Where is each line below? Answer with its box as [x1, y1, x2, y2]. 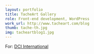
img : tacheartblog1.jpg [5, 30, 54, 35]
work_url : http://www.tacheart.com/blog [5, 21, 90, 26]
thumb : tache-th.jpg [5, 26, 48, 30]
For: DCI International [5, 44, 48, 49]
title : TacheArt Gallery [5, 12, 56, 17]
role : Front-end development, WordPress [5, 16, 90, 21]
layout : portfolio [5, 7, 43, 12]
